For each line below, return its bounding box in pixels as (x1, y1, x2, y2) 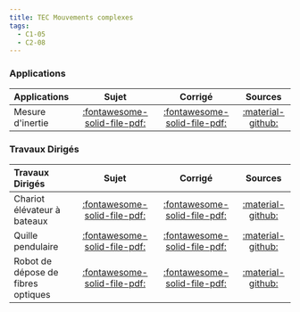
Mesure (13, 105, 46, 118)
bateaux (13, 215, 48, 227)
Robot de (13, 255, 52, 267)
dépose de (13, 266, 59, 278)
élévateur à (13, 203, 61, 216)
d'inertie (13, 117, 49, 129)
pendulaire (13, 240, 59, 252)
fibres (13, 277, 38, 290)
